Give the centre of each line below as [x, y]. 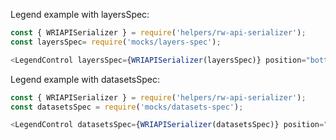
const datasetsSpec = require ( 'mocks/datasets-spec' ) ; [127, 107]
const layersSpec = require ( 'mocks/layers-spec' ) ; [116, 42]
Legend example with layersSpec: [80, 14]
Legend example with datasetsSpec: [85, 79]
